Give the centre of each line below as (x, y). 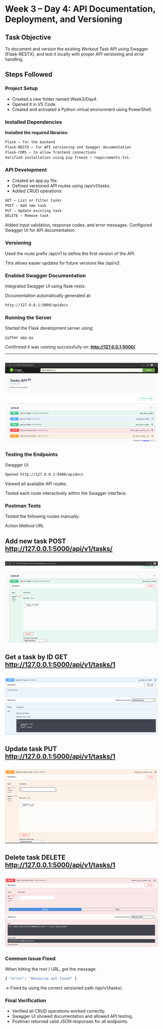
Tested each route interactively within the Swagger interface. (66, 493)
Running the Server (28, 317)
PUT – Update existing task (33, 211)
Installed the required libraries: (37, 132)
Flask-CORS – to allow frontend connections (51, 152)
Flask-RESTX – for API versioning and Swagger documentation (68, 147)
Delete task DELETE (35, 857)
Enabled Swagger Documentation (46, 275)
